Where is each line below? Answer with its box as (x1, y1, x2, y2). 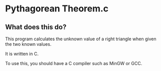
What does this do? (5, 23, 67, 31)
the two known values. (5, 41, 51, 47)
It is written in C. (5, 51, 39, 57)
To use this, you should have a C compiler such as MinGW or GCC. (5, 61, 143, 66)
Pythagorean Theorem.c (5, 3, 109, 14)
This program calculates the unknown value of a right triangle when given (5, 36, 157, 42)
